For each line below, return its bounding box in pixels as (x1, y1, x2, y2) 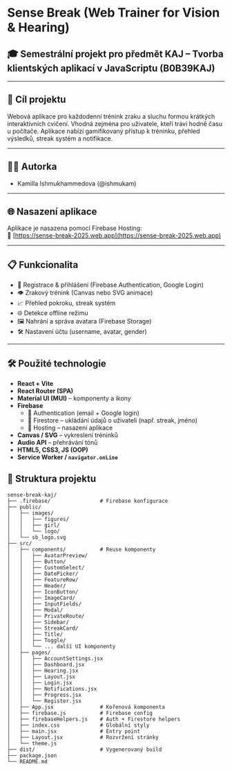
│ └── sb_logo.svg (7, 533, 67, 541)
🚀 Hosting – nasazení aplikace (27, 424, 113, 432)
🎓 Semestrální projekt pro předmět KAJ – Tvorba (7, 48, 224, 60)
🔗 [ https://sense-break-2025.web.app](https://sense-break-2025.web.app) (7, 231, 222, 240)
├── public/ (7, 504, 41, 511)
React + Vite (17, 380, 54, 388)
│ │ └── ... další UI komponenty (7, 643, 116, 650)
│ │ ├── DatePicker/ (7, 570, 79, 577)
